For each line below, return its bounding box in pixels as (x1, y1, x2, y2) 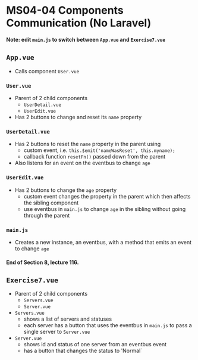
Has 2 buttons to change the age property (14, 186, 117, 194)
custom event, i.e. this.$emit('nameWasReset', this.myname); (23, 147, 175, 154)
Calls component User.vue (14, 67, 80, 75)
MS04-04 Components (6, 4, 124, 17)
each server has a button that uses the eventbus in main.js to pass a (23, 322, 192, 329)
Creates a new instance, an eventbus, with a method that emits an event (14, 238, 192, 246)
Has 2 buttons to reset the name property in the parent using (14, 141, 161, 148)
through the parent (23, 212, 70, 219)
